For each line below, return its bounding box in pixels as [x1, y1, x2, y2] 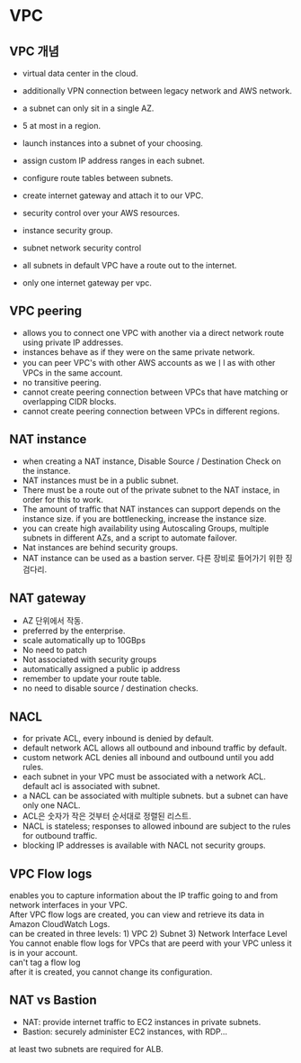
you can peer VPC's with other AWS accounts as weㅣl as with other [22, 357, 276, 368]
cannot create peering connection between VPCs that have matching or [22, 386, 289, 397]
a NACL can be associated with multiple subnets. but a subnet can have [22, 790, 289, 802]
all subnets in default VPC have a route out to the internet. [22, 260, 237, 270]
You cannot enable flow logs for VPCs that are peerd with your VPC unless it [9, 938, 292, 949]
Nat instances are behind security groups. [22, 541, 178, 552]
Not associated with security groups [22, 654, 157, 665]
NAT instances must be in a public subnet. [22, 475, 180, 486]
